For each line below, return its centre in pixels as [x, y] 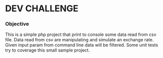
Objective [17, 24]
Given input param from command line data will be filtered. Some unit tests [81, 45]
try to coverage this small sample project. [47, 50]
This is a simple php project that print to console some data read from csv [81, 34]
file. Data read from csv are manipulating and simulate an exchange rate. [80, 40]
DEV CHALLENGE [42, 9]
